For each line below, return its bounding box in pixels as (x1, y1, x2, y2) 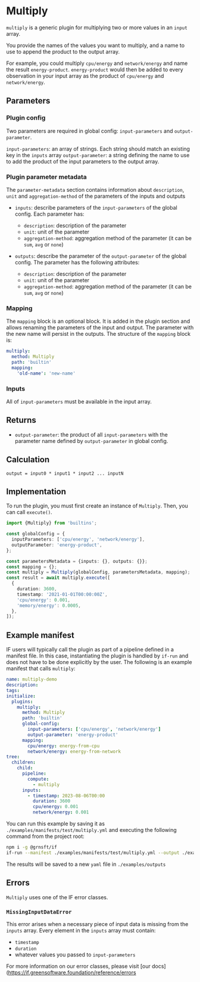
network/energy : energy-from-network (27, 749, 121, 755)
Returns (6, 415, 37, 425)
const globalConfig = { (6, 531, 65, 537)
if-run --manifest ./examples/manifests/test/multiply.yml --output (6, 850, 180, 856)
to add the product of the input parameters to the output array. (6, 158, 160, 165)
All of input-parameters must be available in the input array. (6, 398, 152, 405)
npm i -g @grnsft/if (6, 844, 58, 850)
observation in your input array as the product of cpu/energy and (6, 72, 164, 79)
